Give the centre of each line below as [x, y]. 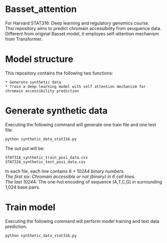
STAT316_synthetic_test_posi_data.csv [45, 162]
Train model [30, 207]
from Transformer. [24, 39]
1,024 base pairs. [23, 187]
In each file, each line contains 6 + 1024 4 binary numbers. [65, 171]
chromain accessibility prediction [42, 91]
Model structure [39, 59]
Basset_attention [41, 9]
